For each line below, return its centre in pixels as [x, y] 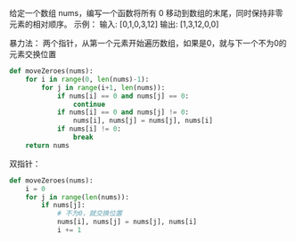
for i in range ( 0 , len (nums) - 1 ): [87, 79]
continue [89, 104]
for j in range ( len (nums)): [77, 197]
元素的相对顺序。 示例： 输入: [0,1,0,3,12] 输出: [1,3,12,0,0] [114, 24]
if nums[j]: [64, 206]
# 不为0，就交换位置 [90, 214]
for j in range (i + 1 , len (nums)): [103, 87]
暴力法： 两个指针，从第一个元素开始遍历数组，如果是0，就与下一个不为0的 [148, 43]
